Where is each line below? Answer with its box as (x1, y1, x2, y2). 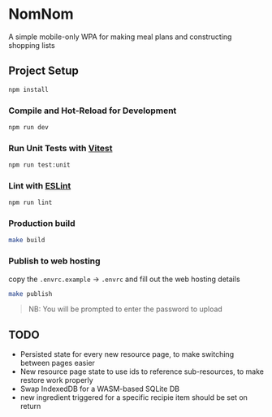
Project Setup (8, 64, 80, 78)
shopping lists (8, 40, 55, 50)
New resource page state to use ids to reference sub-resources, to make (19, 367, 264, 376)
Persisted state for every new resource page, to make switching (19, 350, 234, 359)
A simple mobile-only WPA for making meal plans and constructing (8, 32, 232, 41)
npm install (8, 85, 49, 93)
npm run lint (8, 198, 53, 207)
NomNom (8, 5, 75, 24)
